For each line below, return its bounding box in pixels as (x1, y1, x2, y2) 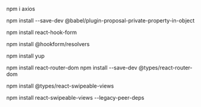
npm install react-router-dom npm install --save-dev (6, 64, 138, 71)
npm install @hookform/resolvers (6, 41, 90, 47)
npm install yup (6, 52, 45, 60)
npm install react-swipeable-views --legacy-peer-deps (6, 94, 144, 101)
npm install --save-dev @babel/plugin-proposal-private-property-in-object (6, 17, 195, 24)
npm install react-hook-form (6, 29, 77, 36)
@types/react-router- (138, 64, 193, 71)
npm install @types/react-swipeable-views (6, 82, 115, 89)
